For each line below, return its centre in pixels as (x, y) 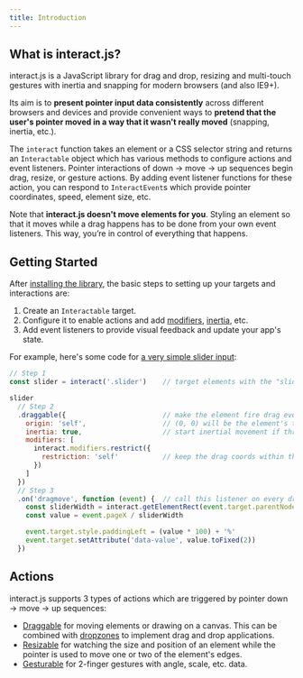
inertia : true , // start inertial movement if (153, 432)
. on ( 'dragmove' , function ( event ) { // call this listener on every (151, 499)
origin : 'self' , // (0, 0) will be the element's (157, 423)
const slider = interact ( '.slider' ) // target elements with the (141, 382)
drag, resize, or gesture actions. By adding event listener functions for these (151, 178)
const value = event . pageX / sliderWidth (104, 516)
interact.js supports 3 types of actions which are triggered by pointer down (149, 598)
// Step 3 (36, 490)
